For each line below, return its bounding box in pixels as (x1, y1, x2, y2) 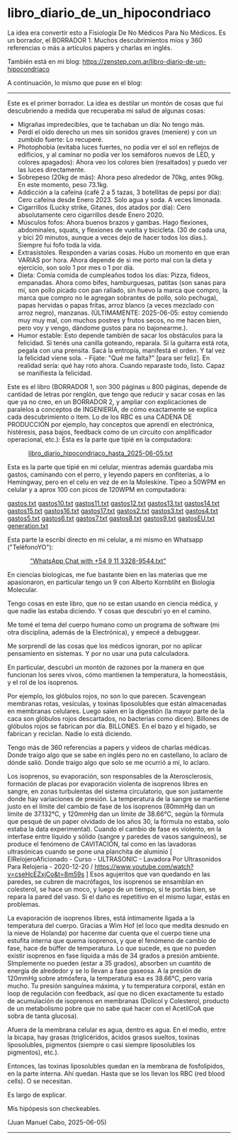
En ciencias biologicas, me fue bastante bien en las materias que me (7, 570, 208, 579)
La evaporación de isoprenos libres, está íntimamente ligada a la (7, 913, 195, 922)
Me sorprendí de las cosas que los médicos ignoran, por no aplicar (7, 642, 203, 650)
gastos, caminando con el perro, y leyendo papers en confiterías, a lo (7, 470, 210, 479)
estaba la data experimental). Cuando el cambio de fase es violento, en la (7, 825, 222, 833)
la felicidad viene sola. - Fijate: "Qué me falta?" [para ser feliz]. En (17, 353, 210, 362)
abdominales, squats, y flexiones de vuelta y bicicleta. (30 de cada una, (17, 225, 227, 234)
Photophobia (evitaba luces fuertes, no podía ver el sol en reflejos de (17, 142, 220, 151)
